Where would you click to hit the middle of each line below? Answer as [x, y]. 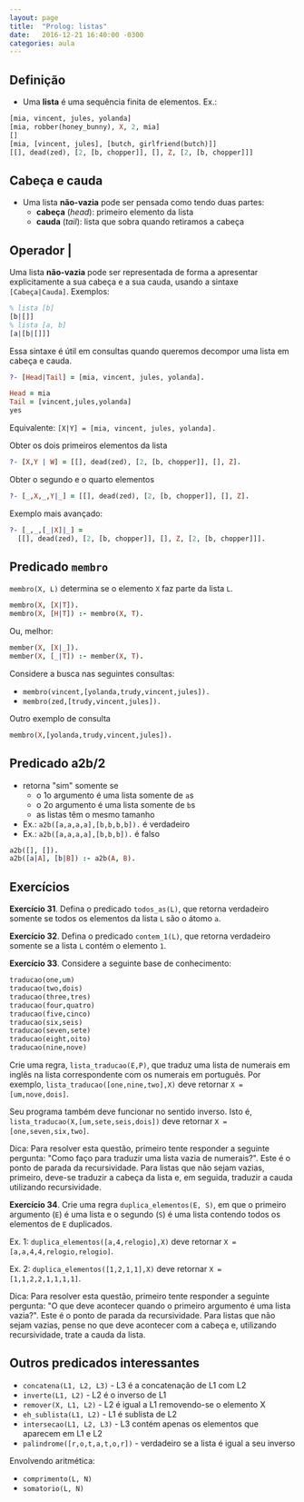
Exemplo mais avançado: [56, 513]
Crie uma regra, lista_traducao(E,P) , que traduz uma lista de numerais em [150, 1065]
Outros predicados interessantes [104, 1363]
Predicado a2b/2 [58, 764]
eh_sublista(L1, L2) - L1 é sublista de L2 [100, 1414]
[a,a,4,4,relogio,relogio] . [62, 1251]
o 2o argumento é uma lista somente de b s [116, 804]
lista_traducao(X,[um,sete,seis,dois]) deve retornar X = [118, 1121]
